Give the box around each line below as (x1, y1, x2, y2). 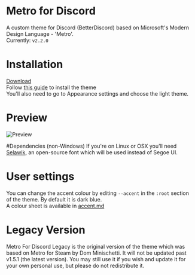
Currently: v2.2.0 (6, 36, 49, 44)
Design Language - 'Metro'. (6, 30, 74, 37)
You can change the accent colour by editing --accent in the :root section (6, 190, 190, 197)
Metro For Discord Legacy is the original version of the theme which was (6, 243, 185, 250)
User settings (6, 170, 75, 183)
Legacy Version (6, 223, 86, 237)
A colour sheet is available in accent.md (6, 202, 105, 209)
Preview (6, 111, 48, 125)
